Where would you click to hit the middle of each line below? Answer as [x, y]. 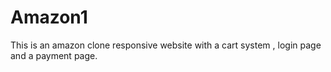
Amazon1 [49, 17]
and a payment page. [54, 55]
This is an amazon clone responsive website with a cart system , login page [166, 45]
